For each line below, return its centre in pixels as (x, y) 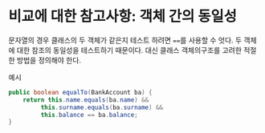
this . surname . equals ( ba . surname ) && (102, 107)
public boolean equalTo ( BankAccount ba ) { (80, 92)
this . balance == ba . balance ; (89, 115)
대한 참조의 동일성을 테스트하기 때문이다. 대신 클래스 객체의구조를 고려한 (129, 50)
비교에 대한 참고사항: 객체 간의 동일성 (122, 16)
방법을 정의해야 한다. (49, 60)
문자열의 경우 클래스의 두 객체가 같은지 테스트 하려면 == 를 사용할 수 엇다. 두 (125, 40)
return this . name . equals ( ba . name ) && (86, 100)
